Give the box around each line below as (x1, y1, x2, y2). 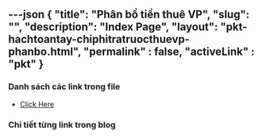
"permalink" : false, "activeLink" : (83, 45, 256, 59)
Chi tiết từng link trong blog (8, 119, 117, 130)
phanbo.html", (8, 45, 82, 59)
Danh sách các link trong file (8, 81, 121, 92)
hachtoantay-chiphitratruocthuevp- (8, 33, 191, 46)
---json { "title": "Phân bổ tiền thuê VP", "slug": (8, 8, 250, 21)
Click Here (19, 99, 55, 109)
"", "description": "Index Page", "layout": (8, 21, 218, 34)
